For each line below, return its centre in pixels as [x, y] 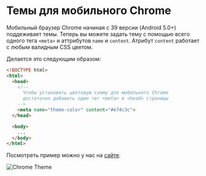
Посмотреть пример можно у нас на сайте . [63, 155]
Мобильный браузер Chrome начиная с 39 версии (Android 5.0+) [91, 28]
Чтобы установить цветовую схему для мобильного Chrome [95, 93]
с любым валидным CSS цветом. [50, 47]
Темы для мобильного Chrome [89, 11]
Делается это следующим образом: [54, 59]
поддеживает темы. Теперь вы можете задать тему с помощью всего [98, 34]
